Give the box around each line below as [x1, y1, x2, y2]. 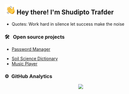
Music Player [11, 61, 38, 67]
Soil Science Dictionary [11, 56, 58, 62]
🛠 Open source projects [4, 33, 65, 40]
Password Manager [11, 47, 51, 52]
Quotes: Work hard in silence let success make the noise [11, 21, 125, 27]
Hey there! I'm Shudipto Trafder [16, 8, 114, 16]
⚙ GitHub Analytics [4, 73, 53, 80]
